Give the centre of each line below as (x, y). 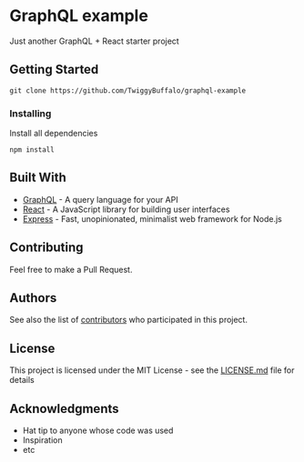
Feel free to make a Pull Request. (71, 269)
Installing (30, 113)
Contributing (46, 248)
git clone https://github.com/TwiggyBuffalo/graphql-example (128, 90)
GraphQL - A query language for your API (101, 199)
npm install (32, 150)
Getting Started (54, 70)
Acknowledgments (65, 409)
